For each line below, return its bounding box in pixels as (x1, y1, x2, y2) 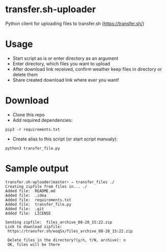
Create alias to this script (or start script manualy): (12, 136, 118, 142)
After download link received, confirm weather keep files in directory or (12, 66, 162, 72)
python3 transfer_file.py (5, 145, 60, 151)
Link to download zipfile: (5, 224, 62, 229)
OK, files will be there (7, 242, 60, 247)
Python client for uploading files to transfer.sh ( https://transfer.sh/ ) (5, 20, 145, 27)
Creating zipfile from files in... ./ (5, 184, 87, 189)
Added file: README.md (5, 188, 56, 193)
